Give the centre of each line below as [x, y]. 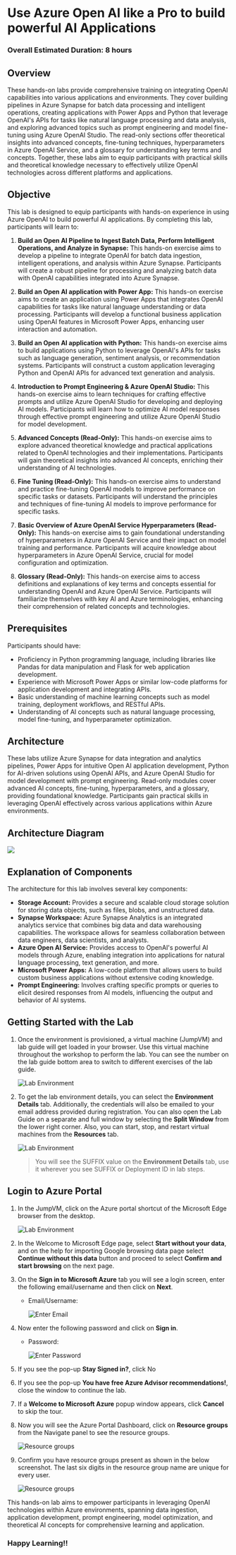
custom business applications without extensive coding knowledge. [116, 977]
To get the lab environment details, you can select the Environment [115, 1097]
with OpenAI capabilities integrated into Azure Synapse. [98, 278]
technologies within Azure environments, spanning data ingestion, [103, 1510]
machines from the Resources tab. [68, 1134]
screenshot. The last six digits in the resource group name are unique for [123, 1467]
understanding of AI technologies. [67, 467]
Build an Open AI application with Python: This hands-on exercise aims [122, 342]
